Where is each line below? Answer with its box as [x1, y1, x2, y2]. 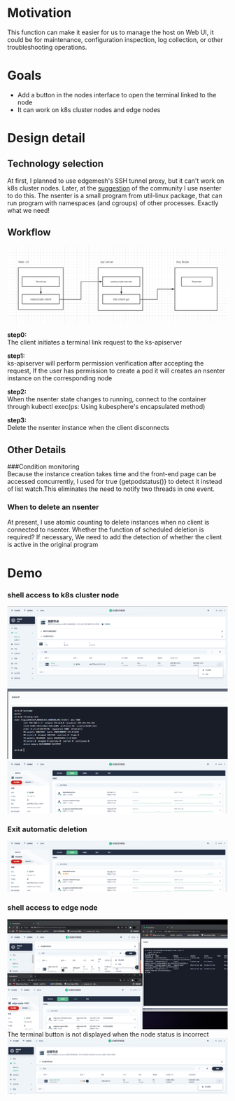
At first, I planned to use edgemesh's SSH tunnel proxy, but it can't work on [7, 176, 225, 185]
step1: [7, 352, 26, 360]
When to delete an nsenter [7, 502, 99, 512]
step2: [7, 387, 27, 396]
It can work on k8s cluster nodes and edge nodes [17, 105, 161, 113]
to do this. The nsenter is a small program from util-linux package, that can [7, 191, 222, 200]
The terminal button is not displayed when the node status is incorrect [7, 1030, 209, 1038]
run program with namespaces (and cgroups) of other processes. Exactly [7, 198, 219, 207]
